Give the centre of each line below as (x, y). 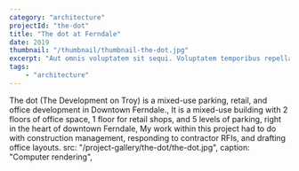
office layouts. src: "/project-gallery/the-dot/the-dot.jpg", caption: (130, 147)
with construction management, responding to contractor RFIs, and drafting (148, 137)
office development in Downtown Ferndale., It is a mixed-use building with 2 (149, 109)
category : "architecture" (57, 17)
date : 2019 (29, 42)
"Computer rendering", (51, 157)
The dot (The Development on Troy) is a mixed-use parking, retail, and (138, 100)
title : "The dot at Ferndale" (65, 34)
